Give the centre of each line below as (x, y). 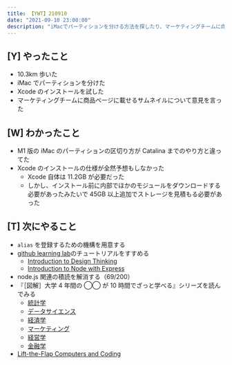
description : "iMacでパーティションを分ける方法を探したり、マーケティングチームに (114, 26)
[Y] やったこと (38, 56)
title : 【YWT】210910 (37, 14)
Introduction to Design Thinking (72, 261)
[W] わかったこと (44, 133)
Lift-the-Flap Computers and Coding (69, 353)
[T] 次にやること (42, 227)
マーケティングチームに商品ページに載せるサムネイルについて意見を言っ (119, 100)
